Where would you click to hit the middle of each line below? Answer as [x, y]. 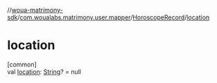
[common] [22, 64]
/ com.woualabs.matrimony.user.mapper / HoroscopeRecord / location [113, 17]
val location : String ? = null [44, 71]
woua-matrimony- [37, 10]
